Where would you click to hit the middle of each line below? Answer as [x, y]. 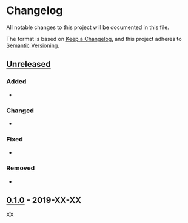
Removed [21, 168]
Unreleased [29, 64]
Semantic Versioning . [33, 45]
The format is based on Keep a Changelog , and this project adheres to [94, 39]
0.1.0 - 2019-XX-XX [44, 200]
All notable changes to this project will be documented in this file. [88, 27]
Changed [20, 111]
